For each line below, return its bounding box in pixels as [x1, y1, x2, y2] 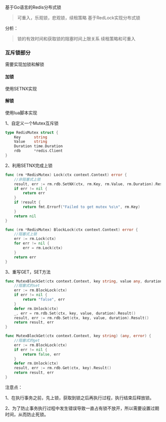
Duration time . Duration [14, 144, 63, 149]
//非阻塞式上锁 [14, 177, 41, 182]
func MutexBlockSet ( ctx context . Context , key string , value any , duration [5, 278, 163, 284]
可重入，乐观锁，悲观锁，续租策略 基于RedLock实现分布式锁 [17, 15, 141, 21]
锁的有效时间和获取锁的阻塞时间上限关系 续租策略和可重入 [17, 36, 136, 41]
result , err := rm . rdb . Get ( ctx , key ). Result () [14, 366, 112, 371]
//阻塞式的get [14, 338, 40, 343]
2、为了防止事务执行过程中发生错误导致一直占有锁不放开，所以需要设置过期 [5, 405, 160, 411]
